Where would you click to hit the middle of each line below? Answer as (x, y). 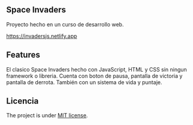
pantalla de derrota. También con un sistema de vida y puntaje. (84, 82)
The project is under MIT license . (47, 115)
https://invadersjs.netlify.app (42, 36)
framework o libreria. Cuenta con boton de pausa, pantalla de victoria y (94, 76)
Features (23, 55)
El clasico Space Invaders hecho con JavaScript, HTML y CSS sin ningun (97, 69)
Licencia (23, 101)
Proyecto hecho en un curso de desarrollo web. (65, 24)
